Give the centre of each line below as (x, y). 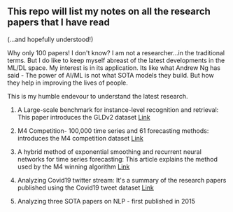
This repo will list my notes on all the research (109, 12)
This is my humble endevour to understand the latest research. (98, 96)
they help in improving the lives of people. (68, 83)
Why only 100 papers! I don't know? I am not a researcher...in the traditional (116, 52)
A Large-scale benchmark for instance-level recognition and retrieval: (118, 109)
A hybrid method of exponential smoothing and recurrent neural (109, 151)
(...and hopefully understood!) (50, 39)
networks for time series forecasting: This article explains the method (118, 159)
